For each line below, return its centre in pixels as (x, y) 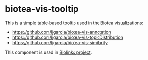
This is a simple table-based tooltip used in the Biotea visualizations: (74, 23)
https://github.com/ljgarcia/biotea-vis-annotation (62, 32)
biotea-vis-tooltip (42, 9)
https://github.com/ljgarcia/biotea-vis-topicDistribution (68, 37)
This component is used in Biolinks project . (49, 52)
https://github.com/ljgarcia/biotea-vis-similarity (60, 42)
